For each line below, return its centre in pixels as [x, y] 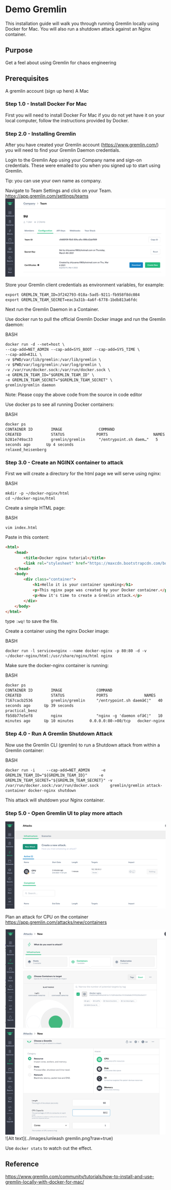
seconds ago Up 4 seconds [39, 445]
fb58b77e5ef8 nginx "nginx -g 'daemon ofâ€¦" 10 [84, 716]
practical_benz [21, 711]
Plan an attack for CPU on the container [47, 917]
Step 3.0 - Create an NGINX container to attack [64, 462]
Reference [22, 1164]
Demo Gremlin [36, 9]
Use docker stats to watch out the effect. [49, 1148]
